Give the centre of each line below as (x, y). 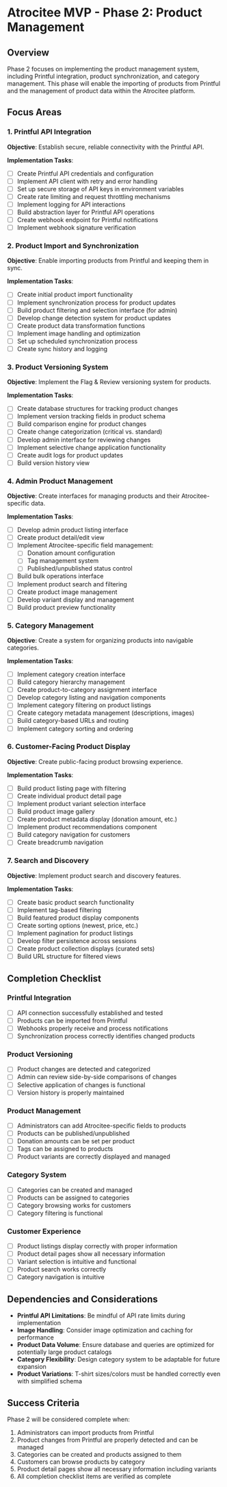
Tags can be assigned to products (65, 1149)
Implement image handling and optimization (79, 333)
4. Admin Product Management (60, 481)
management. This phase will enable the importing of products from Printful (114, 83)
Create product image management (67, 592)
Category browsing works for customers (74, 1205)
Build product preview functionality (66, 607)
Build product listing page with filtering (71, 788)
